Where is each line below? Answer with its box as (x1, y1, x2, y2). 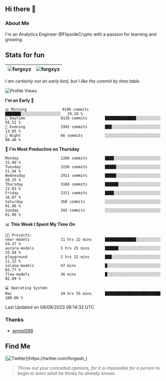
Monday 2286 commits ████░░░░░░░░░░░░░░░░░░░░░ (5, 155, 161, 160)
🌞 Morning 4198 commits (5, 107, 89, 112)
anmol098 (12, 327, 34, 333)
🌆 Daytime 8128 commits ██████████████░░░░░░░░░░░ (5, 115, 161, 121)
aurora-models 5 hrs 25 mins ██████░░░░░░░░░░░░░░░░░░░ (5, 245, 161, 251)
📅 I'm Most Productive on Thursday (5, 146, 80, 152)
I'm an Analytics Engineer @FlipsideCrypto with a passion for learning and (5, 31, 157, 37)
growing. (5, 36, 23, 42)
